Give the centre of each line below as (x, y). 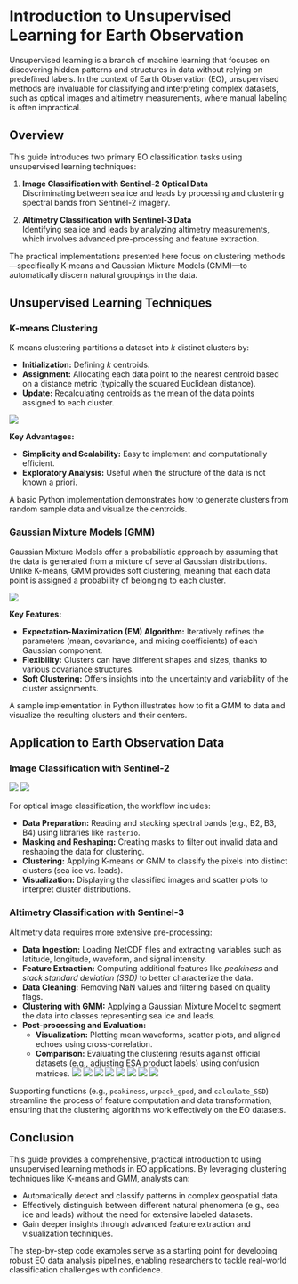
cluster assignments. (60, 688)
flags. (32, 996)
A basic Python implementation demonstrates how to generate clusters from (149, 500)
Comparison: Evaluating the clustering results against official (148, 1053)
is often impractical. (45, 107)
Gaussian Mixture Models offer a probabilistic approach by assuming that (144, 552)
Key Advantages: (42, 437)
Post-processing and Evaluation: (84, 1025)
